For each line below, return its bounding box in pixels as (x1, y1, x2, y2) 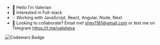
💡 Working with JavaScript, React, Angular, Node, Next (12, 15, 123, 20)
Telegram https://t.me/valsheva (12, 25, 75, 31)
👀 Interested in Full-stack (12, 10, 62, 15)
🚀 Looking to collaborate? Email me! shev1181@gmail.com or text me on (12, 20, 155, 26)
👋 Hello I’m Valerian (12, 5, 52, 10)
